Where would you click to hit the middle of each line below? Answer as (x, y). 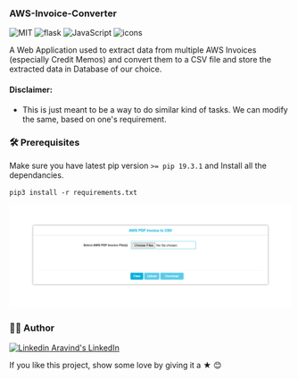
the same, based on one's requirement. (94, 119)
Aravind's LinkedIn (86, 348)
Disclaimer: (31, 89)
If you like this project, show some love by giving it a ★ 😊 (116, 365)
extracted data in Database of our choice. (86, 69)
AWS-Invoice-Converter (63, 13)
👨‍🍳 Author (32, 328)
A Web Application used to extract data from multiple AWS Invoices (133, 50)
